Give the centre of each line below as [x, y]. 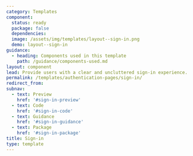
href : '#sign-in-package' [49, 133]
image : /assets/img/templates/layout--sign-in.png [76, 39]
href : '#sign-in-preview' [49, 100]
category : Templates [32, 12]
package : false [30, 28]
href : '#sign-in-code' [45, 111]
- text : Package [32, 128]
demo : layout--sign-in [40, 45]
